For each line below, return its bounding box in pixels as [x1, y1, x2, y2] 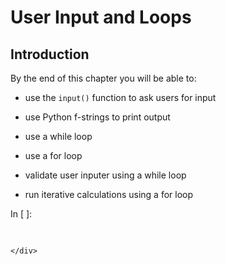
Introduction [10, 46, 90, 63]
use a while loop [24, 131, 93, 142]
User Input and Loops [10, 6, 192, 29]
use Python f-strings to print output [24, 111, 171, 123]
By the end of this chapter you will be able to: [10, 72, 197, 84]
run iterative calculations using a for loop [24, 189, 194, 200]
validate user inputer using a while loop [24, 169, 187, 181]
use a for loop [24, 150, 83, 161]
